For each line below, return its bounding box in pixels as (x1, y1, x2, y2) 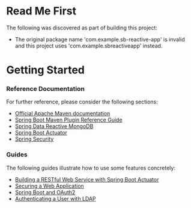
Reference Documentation (6, 85, 85, 93)
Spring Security (14, 135, 54, 142)
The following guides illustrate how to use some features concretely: (6, 164, 176, 171)
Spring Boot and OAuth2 (14, 188, 76, 196)
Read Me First (6, 4, 77, 18)
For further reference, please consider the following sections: (6, 98, 158, 106)
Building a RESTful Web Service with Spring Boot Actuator (14, 176, 159, 183)
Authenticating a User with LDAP (14, 195, 96, 202)
